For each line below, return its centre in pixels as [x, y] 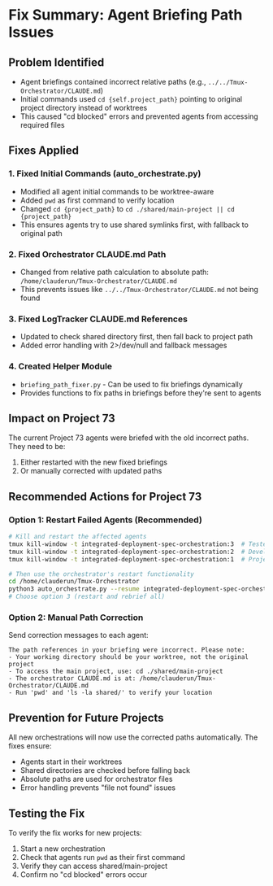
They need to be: [37, 447]
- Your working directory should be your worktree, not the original [129, 657]
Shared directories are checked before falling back [105, 770]
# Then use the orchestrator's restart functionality [102, 574]
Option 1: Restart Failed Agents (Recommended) [106, 520]
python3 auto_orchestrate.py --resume [74, 589]
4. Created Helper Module [60, 366]
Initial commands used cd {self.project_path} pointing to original [131, 99]
